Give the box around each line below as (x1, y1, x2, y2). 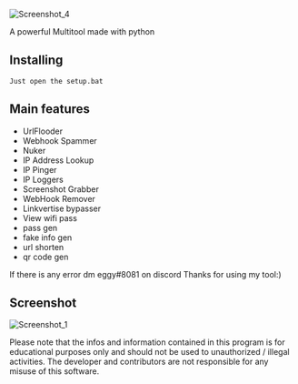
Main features (9, 101, 91, 117)
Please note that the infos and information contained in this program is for (9, 337, 285, 348)
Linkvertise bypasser (22, 203, 102, 214)
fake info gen (22, 232, 73, 243)
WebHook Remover (22, 193, 95, 204)
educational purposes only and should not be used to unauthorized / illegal (9, 347, 290, 358)
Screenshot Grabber (22, 183, 100, 195)
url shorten (22, 241, 65, 252)
